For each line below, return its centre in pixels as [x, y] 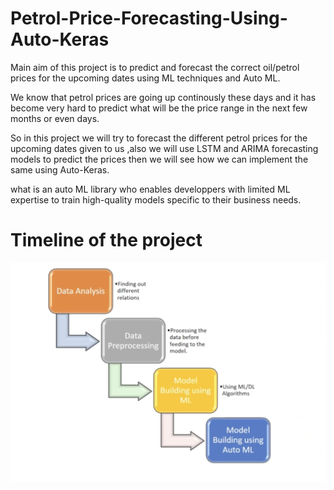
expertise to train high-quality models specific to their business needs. [156, 199]
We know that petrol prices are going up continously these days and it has [163, 97]
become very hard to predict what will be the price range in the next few [159, 108]
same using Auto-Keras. [60, 169]
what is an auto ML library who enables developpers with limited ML [150, 189]
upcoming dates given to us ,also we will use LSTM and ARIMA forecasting [164, 148]
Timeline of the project [106, 240]
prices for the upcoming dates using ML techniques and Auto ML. [145, 78]
